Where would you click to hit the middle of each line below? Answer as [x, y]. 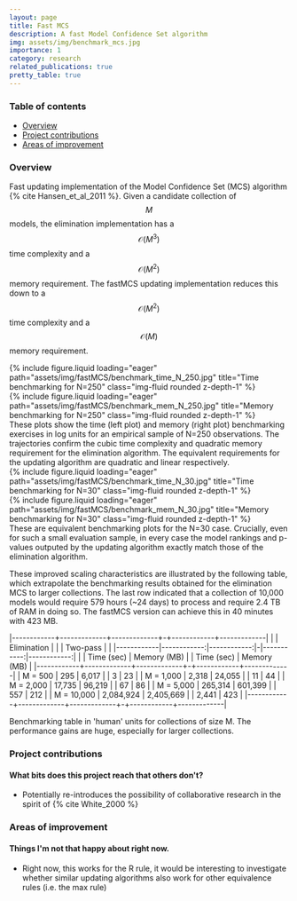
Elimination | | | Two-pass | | [61, 648]
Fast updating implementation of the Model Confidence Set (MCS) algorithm [148, 186]
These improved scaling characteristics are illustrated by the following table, [148, 574]
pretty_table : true [45, 75]
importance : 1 [35, 51]
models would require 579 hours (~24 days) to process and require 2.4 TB [145, 602]
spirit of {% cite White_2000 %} [80, 804]
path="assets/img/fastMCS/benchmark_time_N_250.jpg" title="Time [134, 377]
